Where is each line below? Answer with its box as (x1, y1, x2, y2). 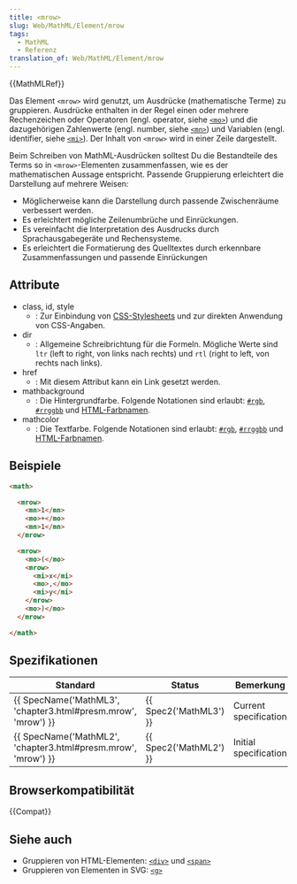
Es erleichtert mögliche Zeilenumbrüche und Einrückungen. (21, 214, 239, 225)
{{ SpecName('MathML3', (13, 694, 120, 706)
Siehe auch (9, 832, 72, 847)
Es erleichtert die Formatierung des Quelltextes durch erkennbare (21, 242, 262, 253)
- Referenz (17, 46, 57, 55)
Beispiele (9, 458, 62, 473)
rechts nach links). (34, 357, 103, 368)
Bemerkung (234, 679, 286, 691)
